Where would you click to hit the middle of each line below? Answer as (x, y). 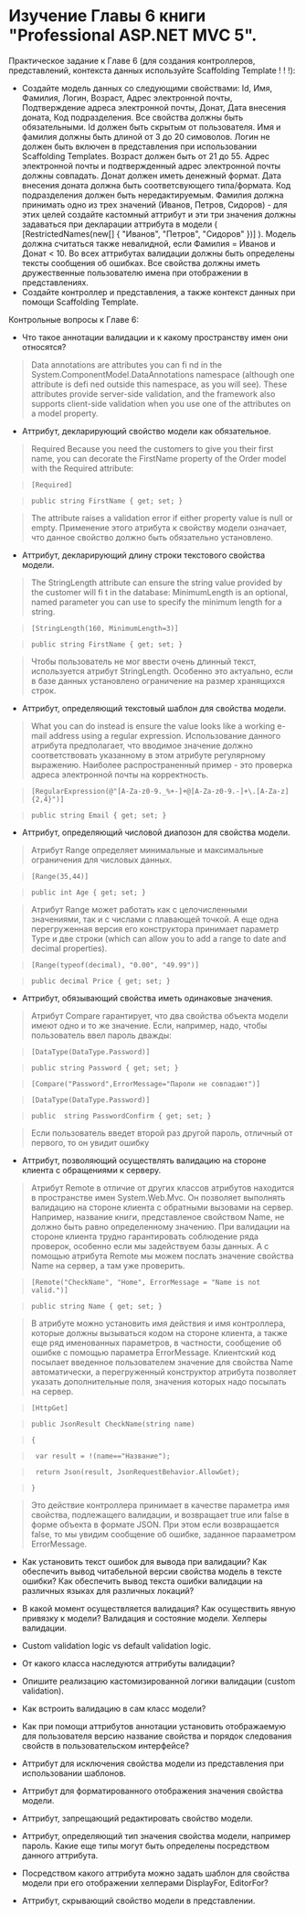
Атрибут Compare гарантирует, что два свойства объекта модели (159, 1015)
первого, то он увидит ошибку (90, 1142)
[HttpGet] (50, 1408)
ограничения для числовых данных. (101, 860)
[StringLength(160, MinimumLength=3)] (105, 628)
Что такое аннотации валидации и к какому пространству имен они (155, 337)
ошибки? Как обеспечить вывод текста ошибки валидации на (142, 1581)
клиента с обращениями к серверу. (91, 1170)
